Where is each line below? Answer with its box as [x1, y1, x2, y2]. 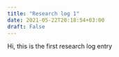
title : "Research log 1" [7, 10, 80, 17]
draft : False [7, 23, 45, 30]
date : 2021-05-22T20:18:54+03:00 [7, 17, 105, 24]
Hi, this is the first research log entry [7, 42, 113, 51]
